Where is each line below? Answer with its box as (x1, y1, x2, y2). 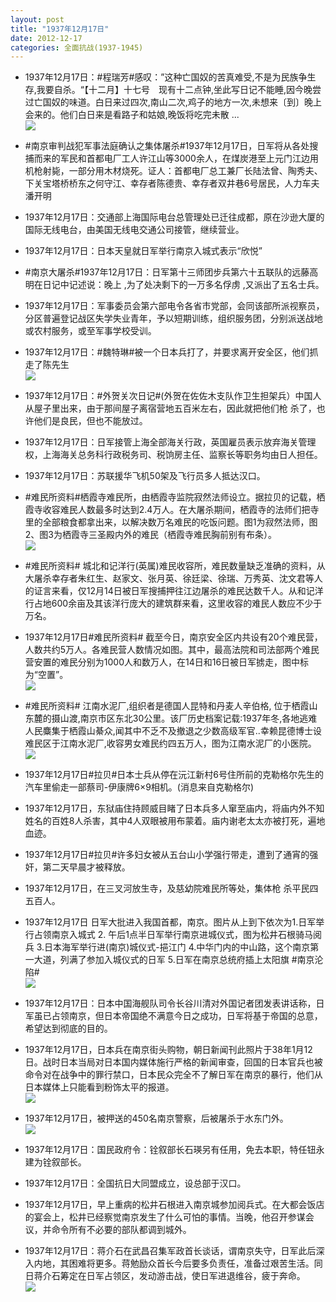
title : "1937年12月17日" (10, 24, 110, 34)
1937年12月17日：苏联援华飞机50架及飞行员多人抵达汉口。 (24, 470, 266, 482)
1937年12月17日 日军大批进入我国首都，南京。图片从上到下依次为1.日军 (24, 916, 317, 928)
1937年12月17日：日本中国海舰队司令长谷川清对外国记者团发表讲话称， (24, 997, 317, 1010)
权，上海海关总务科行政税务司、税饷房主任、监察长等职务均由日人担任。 (24, 449, 323, 461)
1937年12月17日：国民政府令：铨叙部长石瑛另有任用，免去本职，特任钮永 (24, 1144, 325, 1156)
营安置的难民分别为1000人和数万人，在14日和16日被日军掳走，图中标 (24, 656, 310, 668)
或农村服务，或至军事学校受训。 (24, 325, 157, 337)
